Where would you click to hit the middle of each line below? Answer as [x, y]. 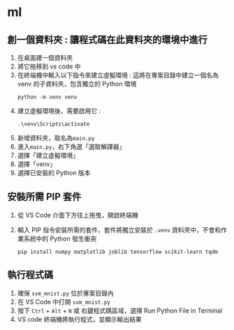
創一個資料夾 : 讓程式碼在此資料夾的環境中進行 [107, 39]
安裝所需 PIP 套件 [44, 197]
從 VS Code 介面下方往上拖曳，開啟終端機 [78, 215]
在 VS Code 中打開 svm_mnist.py [64, 301]
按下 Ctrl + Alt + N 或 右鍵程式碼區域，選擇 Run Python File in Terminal [120, 310]
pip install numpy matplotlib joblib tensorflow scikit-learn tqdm [117, 252]
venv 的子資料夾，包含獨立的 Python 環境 [77, 84]
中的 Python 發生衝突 [66, 239]
